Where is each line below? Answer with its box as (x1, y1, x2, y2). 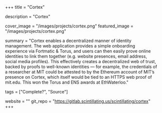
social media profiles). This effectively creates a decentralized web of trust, (5, 59, 157, 64)
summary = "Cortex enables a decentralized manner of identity (5, 38, 132, 44)
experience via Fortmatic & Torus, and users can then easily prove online (5, 48, 151, 54)
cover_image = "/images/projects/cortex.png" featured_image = (5, 23, 134, 29)
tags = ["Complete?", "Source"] (5, 89, 68, 94)
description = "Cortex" (5, 14, 51, 19)
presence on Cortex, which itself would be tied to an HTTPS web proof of (5, 74, 152, 80)
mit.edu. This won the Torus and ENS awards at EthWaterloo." (5, 79, 129, 85)
